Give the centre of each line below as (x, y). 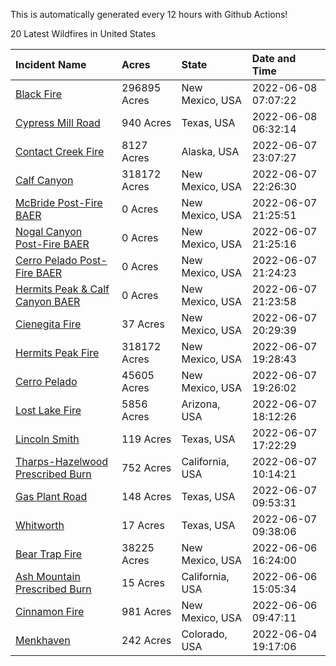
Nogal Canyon (49, 231)
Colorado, (204, 634)
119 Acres (146, 439)
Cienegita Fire (48, 324)
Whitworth (40, 525)
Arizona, (201, 404)
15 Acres (143, 582)
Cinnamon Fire (50, 611)
